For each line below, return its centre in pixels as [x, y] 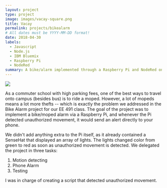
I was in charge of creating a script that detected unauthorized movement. [81, 180]
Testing [20, 171]
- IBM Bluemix [24, 56]
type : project [20, 14]
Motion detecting [30, 160]
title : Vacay [19, 24]
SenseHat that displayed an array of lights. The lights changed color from [80, 140]
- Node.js [20, 51]
